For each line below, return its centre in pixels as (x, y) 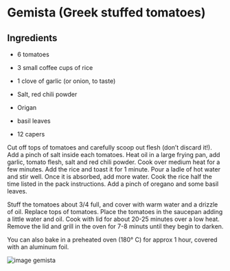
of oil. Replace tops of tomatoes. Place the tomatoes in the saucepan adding (115, 212)
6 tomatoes (33, 54)
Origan (27, 107)
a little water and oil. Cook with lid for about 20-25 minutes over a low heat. (113, 219)
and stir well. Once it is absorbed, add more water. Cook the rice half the (110, 177)
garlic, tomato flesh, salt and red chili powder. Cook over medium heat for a (114, 162)
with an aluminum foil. (38, 247)
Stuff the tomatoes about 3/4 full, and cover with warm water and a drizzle (113, 204)
